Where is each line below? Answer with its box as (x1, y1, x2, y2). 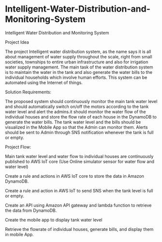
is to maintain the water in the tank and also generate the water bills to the (5, 69, 152, 75)
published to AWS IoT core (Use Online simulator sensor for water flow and (5, 158, 155, 164)
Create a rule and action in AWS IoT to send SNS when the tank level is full (5, 188, 153, 193)
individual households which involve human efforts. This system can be (5, 74, 147, 80)
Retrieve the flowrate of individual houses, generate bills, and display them (5, 226, 154, 232)
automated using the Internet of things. (5, 79, 83, 86)
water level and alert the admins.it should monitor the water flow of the (5, 108, 146, 115)
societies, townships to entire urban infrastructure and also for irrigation (5, 59, 148, 65)
